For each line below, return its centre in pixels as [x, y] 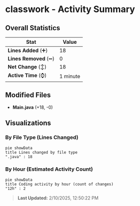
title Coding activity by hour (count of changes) [59, 184]
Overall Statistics [33, 28]
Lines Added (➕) [28, 50]
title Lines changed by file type [42, 152]
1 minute [70, 76]
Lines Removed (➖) [31, 59]
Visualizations [28, 123]
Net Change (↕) [27, 67]
